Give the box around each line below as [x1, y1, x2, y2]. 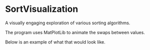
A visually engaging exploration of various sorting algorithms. [5, 20, 130, 26]
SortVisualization [5, 3, 78, 15]
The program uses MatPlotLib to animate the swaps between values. [5, 29, 145, 35]
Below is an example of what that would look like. [5, 39, 105, 45]
